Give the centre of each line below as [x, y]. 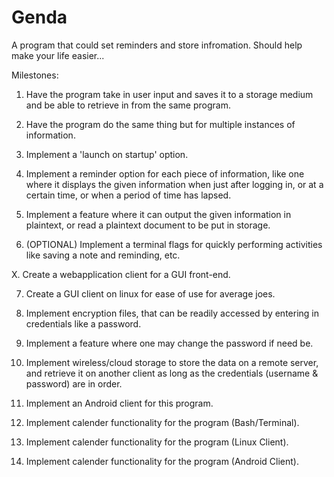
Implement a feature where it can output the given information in [158, 214]
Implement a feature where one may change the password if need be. [169, 343]
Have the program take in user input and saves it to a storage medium [169, 94]
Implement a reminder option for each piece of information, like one [165, 173]
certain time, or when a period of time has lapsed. [128, 195]
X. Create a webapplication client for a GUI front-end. [121, 274]
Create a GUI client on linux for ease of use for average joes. [150, 293]
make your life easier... [58, 55]
